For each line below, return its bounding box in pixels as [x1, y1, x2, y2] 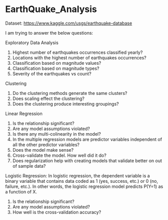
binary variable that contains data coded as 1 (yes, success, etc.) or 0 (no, [5, 178, 158, 184]
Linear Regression [5, 111, 43, 117]
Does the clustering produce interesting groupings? [12, 100, 119, 106]
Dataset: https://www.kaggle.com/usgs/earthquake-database [5, 20, 132, 26]
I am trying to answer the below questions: [5, 30, 93, 36]
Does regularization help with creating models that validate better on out [12, 157, 162, 164]
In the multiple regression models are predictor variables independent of [12, 136, 162, 142]
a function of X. [5, 188, 38, 194]
